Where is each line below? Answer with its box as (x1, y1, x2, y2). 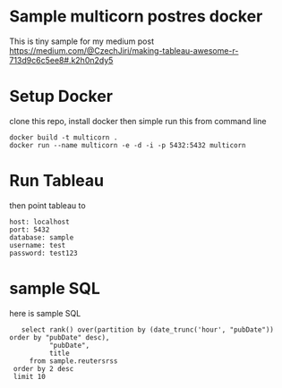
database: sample (9, 232, 74, 242)
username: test (9, 240, 66, 249)
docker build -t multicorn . (9, 132, 118, 142)
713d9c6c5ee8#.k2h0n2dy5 (9, 55, 114, 65)
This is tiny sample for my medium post (9, 36, 155, 46)
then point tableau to (9, 199, 87, 211)
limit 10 (13, 372, 47, 381)
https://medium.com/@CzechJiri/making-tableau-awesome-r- (9, 45, 239, 55)
